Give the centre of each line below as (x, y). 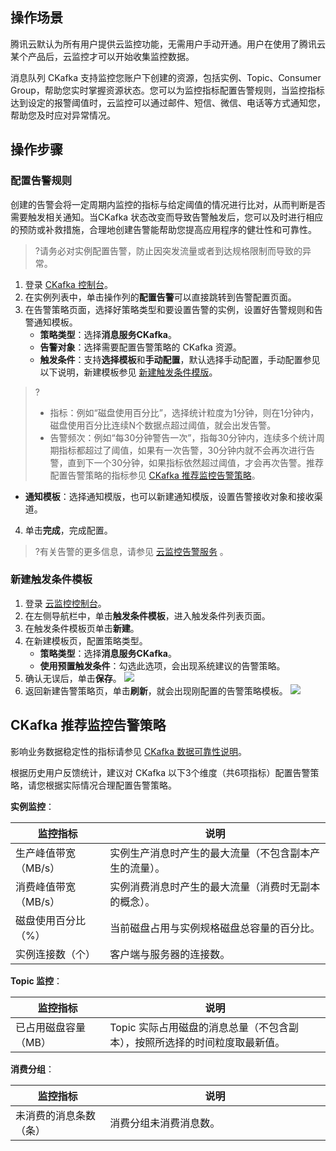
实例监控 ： (32, 806)
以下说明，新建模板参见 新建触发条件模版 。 (128, 372)
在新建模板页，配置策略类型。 (86, 640)
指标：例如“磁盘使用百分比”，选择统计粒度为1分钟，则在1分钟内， (184, 412)
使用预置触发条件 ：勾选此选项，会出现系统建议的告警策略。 (162, 665)
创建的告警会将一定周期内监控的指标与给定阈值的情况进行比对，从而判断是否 (168, 204)
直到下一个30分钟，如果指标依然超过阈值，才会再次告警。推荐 (196, 462)
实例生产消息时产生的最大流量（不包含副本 (210, 853)
